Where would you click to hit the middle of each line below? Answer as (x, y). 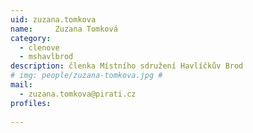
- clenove (39, 47)
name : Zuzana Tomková (64, 29)
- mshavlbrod (46, 57)
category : (31, 38)
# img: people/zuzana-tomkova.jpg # (86, 76)
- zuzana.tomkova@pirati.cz (78, 94)
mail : (21, 85)
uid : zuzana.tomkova (53, 19)
